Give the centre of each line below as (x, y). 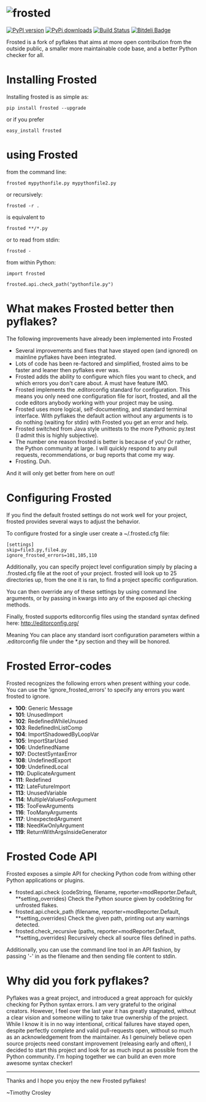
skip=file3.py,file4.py (37, 550)
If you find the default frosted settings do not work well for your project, (97, 515)
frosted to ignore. (28, 696)
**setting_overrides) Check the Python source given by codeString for (104, 898)
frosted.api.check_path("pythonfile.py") (60, 284)
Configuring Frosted (59, 498)
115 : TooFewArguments (44, 806)
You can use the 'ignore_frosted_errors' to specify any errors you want (96, 689)
